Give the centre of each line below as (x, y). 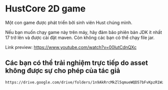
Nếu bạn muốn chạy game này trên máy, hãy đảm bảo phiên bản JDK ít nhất (84, 32)
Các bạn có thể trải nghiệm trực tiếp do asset (77, 63)
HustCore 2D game (45, 9)
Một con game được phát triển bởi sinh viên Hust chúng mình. (69, 22)
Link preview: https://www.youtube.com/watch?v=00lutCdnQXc (71, 47)
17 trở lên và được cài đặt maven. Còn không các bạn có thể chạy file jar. (80, 37)
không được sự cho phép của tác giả (63, 71)
